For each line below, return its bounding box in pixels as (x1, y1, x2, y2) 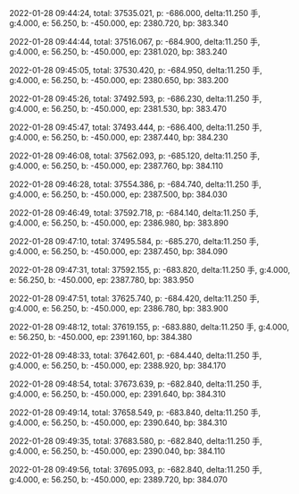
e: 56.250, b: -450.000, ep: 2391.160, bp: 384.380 (9, 332, 193, 342)
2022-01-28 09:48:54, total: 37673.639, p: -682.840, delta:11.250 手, (9, 379, 262, 389)
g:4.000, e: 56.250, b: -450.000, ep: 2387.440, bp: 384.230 (9, 132, 228, 142)
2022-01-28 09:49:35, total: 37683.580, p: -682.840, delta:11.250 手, (9, 436, 263, 446)
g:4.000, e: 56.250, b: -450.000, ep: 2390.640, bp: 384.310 (9, 417, 228, 428)
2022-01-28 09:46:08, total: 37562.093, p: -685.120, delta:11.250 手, (9, 150, 261, 161)
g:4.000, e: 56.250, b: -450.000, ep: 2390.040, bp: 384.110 (9, 446, 226, 456)
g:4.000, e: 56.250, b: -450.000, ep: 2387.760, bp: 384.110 (9, 160, 223, 171)
